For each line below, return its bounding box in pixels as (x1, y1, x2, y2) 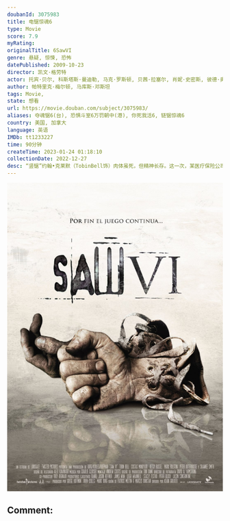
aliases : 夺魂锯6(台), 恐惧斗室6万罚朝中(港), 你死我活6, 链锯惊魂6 (7, 112, 185, 119)
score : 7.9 (7, 33, 38, 40)
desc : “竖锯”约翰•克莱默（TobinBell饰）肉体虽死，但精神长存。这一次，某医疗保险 (7, 163, 216, 170)
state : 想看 (7, 98, 39, 105)
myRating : (7, 40, 36, 47)
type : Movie (7, 25, 41, 32)
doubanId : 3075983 (7, 11, 60, 18)
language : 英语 (7, 127, 49, 134)
